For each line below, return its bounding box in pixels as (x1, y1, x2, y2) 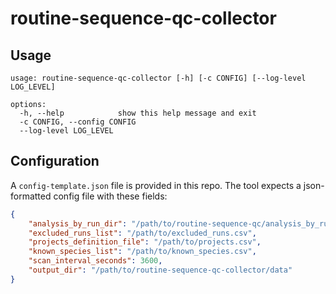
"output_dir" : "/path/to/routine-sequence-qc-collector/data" (28, 265, 293, 276)
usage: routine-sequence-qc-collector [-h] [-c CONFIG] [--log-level (10, 73, 307, 83)
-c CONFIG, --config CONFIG (19, 117, 137, 127)
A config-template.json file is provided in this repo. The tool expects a (10, 179, 302, 191)
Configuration (10, 153, 100, 170)
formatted (10, 190, 52, 202)
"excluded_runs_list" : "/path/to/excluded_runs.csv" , (28, 228, 257, 238)
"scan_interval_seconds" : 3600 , (28, 256, 163, 266)
